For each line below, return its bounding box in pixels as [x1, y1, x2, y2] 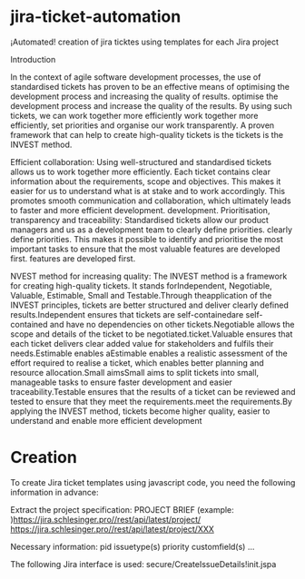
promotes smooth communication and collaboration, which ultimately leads [10, 195, 291, 206]
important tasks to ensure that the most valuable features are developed [10, 243, 280, 254]
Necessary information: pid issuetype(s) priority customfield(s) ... [10, 541, 255, 552]
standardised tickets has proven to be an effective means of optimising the [10, 81, 290, 92]
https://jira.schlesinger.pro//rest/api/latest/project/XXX [10, 524, 214, 535]
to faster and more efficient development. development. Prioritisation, [10, 204, 271, 215]
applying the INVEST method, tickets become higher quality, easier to [10, 406, 271, 417]
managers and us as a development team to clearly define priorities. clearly [10, 224, 293, 235]
